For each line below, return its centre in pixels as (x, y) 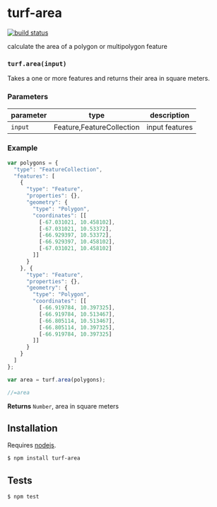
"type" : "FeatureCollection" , (58, 169)
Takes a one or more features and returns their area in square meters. (108, 79)
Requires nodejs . (32, 445)
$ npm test (23, 497)
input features (170, 127)
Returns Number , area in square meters (63, 406)
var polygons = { (33, 163)
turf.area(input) (37, 64)
